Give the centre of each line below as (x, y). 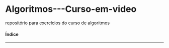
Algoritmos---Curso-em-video (71, 9)
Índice (12, 34)
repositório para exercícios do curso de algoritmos (57, 23)
